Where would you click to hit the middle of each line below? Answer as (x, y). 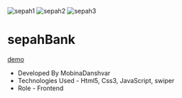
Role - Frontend (41, 88)
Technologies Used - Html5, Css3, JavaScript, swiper (96, 80)
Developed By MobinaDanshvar (64, 73)
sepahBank (42, 40)
